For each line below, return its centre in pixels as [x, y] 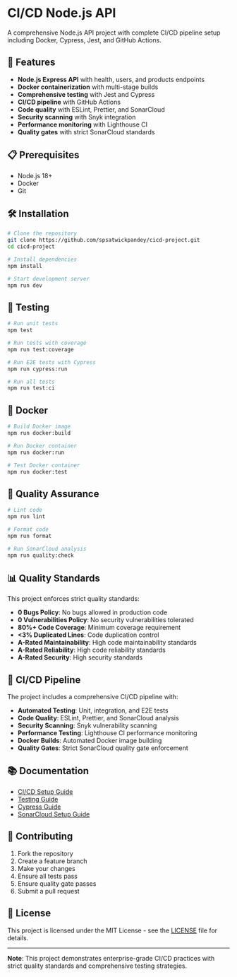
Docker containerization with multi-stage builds [88, 87]
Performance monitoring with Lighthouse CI [83, 124]
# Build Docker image [39, 427]
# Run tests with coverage [47, 343]
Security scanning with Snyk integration [77, 117]
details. [18, 937]
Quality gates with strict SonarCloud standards [86, 131]
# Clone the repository [42, 234]
